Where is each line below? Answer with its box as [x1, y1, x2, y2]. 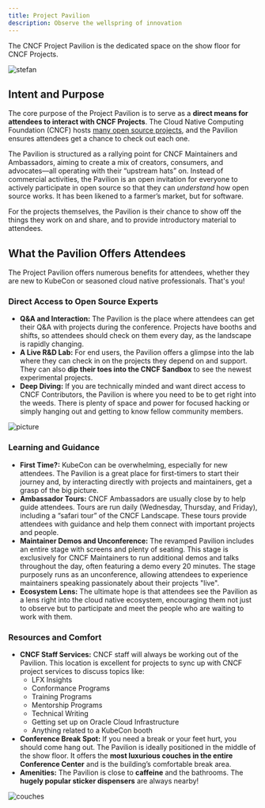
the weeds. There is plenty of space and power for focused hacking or [19, 398, 250, 408]
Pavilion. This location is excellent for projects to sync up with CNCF [19, 658, 243, 668]
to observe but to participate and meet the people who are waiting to [19, 603, 244, 613]
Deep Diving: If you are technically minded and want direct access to [19, 382, 246, 391]
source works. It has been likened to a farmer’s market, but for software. [8, 191, 244, 201]
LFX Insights [31, 675, 73, 685]
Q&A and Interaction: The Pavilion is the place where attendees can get [19, 314, 255, 324]
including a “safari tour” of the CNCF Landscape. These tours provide [19, 510, 247, 520]
